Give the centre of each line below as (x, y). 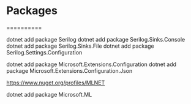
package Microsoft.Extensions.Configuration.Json (69, 70)
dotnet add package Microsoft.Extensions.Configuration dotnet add (91, 64)
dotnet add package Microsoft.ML (49, 94)
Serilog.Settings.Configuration (44, 52)
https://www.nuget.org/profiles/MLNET (56, 83)
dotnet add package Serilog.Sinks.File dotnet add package (80, 46)
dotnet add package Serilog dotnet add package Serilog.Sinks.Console (96, 39)
